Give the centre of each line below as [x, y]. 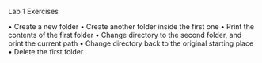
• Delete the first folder [46, 52]
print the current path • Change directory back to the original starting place [131, 43]
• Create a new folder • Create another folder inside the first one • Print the [131, 26]
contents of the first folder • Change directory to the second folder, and [125, 35]
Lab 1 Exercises [34, 11]
